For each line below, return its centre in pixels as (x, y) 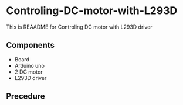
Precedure (26, 97)
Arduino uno (30, 65)
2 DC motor (28, 72)
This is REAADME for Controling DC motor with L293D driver (79, 27)
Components (30, 45)
